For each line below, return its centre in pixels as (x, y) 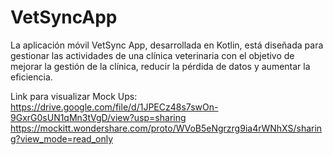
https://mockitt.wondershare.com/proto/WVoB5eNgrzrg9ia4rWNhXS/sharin (166, 128)
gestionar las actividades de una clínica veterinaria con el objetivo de (152, 55)
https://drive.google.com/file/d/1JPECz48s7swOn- (114, 107)
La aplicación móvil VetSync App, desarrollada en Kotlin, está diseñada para (167, 45)
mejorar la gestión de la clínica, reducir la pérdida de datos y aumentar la (160, 66)
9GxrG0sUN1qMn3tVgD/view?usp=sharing (98, 117)
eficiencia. (31, 77)
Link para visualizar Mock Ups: (74, 96)
